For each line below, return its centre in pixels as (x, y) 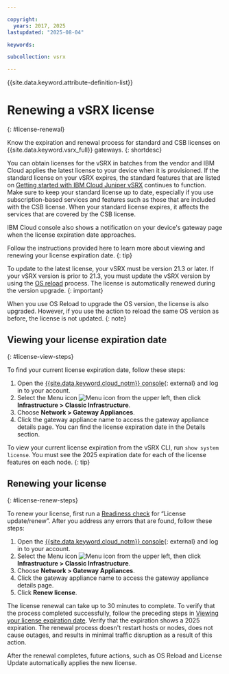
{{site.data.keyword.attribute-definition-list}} (70, 82)
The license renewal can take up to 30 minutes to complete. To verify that (111, 605)
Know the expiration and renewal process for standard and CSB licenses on (114, 143)
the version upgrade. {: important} (56, 291)
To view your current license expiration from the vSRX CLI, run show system (113, 448)
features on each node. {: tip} (49, 462)
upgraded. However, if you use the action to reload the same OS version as (113, 311)
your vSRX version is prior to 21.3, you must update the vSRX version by (109, 276)
